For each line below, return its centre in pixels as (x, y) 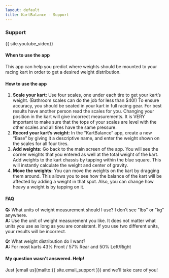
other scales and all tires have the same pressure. (64, 127)
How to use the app (26, 84)
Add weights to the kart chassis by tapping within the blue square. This (87, 160)
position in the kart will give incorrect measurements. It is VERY (79, 117)
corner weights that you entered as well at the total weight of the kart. (86, 155)
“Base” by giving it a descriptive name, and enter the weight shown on (86, 138)
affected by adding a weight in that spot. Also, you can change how (83, 182)
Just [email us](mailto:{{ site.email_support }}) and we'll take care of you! (82, 270)
